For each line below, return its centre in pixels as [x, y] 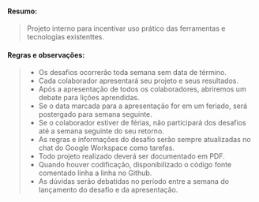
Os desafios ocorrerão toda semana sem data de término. [132, 73]
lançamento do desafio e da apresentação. [108, 190]
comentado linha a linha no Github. [95, 173]
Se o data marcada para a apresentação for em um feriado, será [143, 106]
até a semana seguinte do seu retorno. [101, 131]
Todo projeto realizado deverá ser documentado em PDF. [132, 156]
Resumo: [22, 11]
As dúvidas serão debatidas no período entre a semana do [134, 181]
